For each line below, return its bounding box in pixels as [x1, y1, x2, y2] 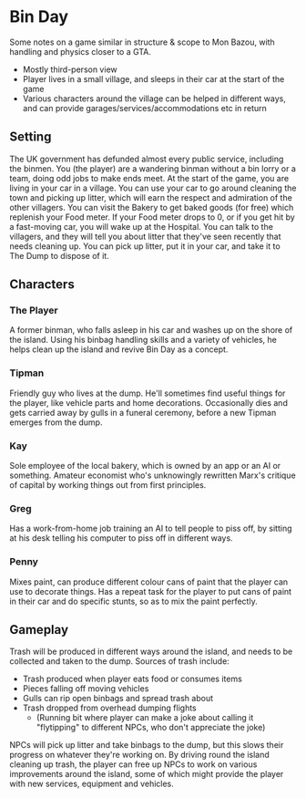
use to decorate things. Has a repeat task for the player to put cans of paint [9, 586, 292, 596]
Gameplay [9, 622, 69, 637]
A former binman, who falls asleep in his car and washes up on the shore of [9, 325, 293, 336]
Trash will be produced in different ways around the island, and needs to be [9, 646, 293, 658]
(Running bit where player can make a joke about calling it [36, 712, 254, 723]
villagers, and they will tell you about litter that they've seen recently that [9, 231, 281, 242]
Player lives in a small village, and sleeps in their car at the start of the [22, 73, 285, 84]
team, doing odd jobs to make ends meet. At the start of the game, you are [9, 172, 290, 183]
